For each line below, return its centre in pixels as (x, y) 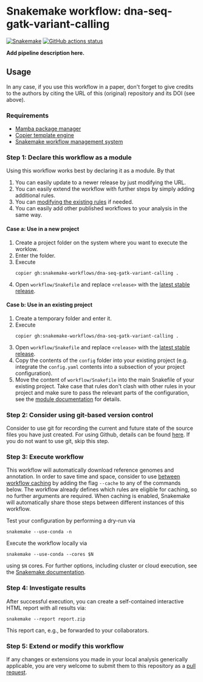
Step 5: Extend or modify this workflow (65, 646)
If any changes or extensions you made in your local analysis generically (97, 659)
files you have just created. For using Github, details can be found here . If (98, 435)
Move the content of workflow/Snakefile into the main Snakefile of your (105, 380)
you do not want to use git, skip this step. (58, 441)
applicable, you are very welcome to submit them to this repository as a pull (101, 666)
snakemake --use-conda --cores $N (50, 555)
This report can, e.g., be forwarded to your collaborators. (77, 630)
